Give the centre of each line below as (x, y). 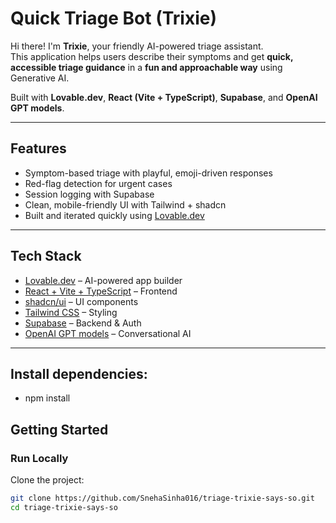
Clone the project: (47, 480)
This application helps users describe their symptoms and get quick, (152, 56)
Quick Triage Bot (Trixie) (114, 18)
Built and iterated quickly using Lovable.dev (114, 215)
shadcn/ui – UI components (81, 301)
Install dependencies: (79, 373)
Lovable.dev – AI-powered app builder (103, 280)
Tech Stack (46, 256)
